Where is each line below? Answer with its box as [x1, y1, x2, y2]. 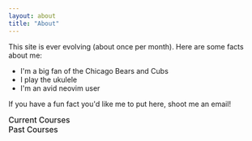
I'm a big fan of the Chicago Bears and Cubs [19, 66, 169, 75]
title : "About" [8, 19, 60, 28]
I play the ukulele [19, 75, 78, 84]
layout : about [8, 11, 57, 20]
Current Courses [8, 114, 70, 126]
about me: [8, 50, 43, 60]
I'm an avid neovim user [19, 83, 100, 93]
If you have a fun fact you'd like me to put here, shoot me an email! [8, 99, 232, 109]
